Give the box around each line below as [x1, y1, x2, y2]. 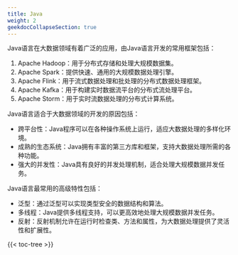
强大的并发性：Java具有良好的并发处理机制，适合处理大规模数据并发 [17, 161, 219, 169]
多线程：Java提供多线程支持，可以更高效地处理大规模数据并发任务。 [17, 208, 219, 217]
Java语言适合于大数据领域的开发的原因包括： [7, 109, 140, 118]
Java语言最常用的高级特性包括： [7, 184, 103, 192]
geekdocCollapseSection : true [7, 23, 97, 31]
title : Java [7, 10, 43, 18]
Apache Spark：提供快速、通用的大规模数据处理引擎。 [17, 68, 178, 77]
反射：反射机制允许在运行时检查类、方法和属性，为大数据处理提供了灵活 [17, 217, 229, 226]
